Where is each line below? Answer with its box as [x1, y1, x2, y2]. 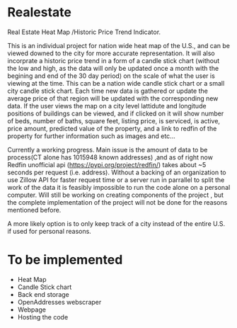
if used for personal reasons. [7, 227, 92, 235]
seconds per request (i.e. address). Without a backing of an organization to [7, 168, 226, 176]
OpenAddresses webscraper [17, 298, 102, 306]
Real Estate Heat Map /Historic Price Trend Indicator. [7, 28, 161, 36]
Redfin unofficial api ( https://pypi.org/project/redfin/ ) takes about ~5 [7, 160, 207, 169]
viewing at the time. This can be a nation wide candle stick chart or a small [7, 79, 225, 87]
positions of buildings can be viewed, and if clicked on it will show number [7, 109, 224, 118]
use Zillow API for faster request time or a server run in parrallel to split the [7, 175, 225, 184]
